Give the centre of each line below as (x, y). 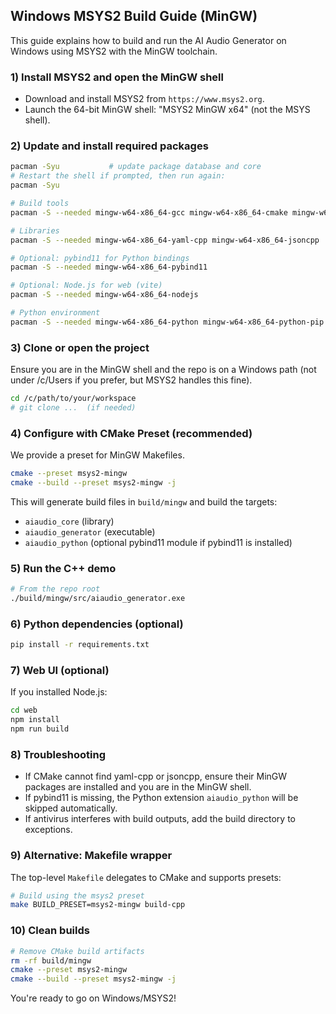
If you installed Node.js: (59, 692)
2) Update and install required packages (109, 146)
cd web (24, 710)
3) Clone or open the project (80, 347)
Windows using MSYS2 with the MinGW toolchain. (114, 51)
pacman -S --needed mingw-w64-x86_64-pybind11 (109, 267)
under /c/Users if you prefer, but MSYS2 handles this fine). (131, 380)
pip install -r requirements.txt (80, 645)
